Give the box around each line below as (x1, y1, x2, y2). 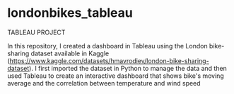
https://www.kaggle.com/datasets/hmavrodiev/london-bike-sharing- (9, 56, 210, 65)
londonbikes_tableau (7, 5, 133, 21)
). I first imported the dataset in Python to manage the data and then (29, 64, 228, 72)
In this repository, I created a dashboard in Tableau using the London (7, 41, 208, 50)
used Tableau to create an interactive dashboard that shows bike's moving (7, 72, 224, 80)
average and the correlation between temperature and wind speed (7, 79, 201, 87)
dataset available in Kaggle (30, 49, 110, 58)
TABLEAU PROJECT (7, 28, 66, 36)
